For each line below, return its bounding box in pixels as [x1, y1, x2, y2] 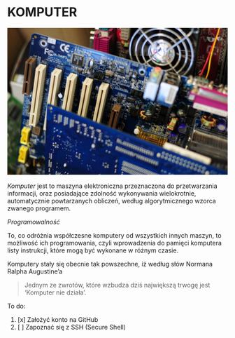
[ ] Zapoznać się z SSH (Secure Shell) [17, 323, 126, 331]
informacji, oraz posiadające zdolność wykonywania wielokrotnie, [7, 189, 197, 197]
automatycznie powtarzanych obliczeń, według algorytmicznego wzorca [7, 196, 217, 205]
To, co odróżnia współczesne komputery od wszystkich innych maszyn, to [7, 231, 222, 239]
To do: [7, 302, 26, 310]
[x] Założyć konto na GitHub [17, 315, 99, 323]
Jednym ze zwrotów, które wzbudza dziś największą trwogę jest [24, 280, 211, 289]
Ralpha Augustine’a [7, 267, 63, 276]
